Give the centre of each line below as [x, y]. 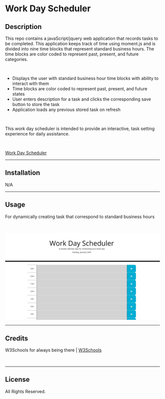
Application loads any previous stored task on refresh [66, 109]
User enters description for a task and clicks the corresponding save [82, 99]
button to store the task [36, 104]
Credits [17, 338]
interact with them [30, 83]
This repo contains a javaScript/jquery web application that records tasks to [82, 38]
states [18, 94]
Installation [23, 173]
